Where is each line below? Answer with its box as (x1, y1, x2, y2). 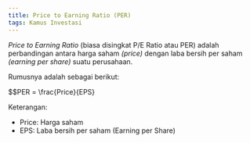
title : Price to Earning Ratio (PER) (8, 11, 132, 20)
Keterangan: (8, 102, 48, 112)
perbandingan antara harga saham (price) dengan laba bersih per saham (8, 48, 243, 58)
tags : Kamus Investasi (8, 19, 82, 27)
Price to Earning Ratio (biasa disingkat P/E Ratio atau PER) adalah (8, 40, 219, 49)
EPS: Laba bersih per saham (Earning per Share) (19, 126, 176, 135)
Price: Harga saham (19, 117, 84, 127)
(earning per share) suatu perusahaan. (8, 56, 133, 66)
